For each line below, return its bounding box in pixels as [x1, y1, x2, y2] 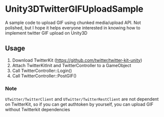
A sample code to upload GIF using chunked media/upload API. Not [5, 20, 141, 25]
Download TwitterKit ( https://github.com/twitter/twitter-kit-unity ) [12, 57, 142, 63]
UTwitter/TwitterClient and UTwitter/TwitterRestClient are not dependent [5, 96, 159, 102]
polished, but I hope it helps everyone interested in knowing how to [5, 24, 141, 30]
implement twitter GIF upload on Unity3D [5, 30, 88, 36]
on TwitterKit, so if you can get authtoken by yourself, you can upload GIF [5, 101, 154, 107]
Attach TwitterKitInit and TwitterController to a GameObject [12, 62, 131, 68]
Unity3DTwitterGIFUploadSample [5, 3, 143, 15]
